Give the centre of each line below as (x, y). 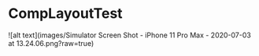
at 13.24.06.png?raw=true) (51, 43)
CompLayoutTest (66, 14)
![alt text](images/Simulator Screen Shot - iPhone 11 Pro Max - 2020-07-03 (130, 35)
